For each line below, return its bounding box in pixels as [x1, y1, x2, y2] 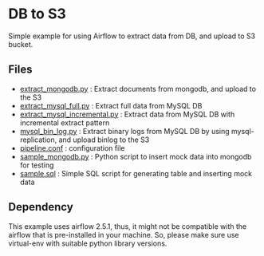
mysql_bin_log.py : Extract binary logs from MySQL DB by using [19, 126, 230, 136]
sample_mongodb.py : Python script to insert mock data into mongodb [19, 152, 252, 161]
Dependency [8, 200, 73, 214]
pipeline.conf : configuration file [19, 143, 125, 152]
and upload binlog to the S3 [58, 135, 150, 144]
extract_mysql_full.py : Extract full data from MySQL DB [19, 100, 203, 110]
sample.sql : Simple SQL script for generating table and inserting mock [19, 168, 253, 178]
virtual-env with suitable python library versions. [8, 238, 167, 248]
